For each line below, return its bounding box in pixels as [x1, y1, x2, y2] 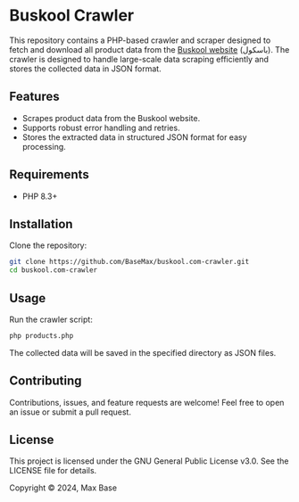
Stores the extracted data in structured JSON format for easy [21, 131, 247, 143]
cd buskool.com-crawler [9, 266, 98, 275]
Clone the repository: [9, 240, 87, 251]
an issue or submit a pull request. [9, 407, 132, 417]
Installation [9, 216, 73, 232]
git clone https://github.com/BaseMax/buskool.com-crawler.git [9, 258, 250, 267]
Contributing [9, 374, 82, 389]
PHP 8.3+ [21, 191, 58, 202]
